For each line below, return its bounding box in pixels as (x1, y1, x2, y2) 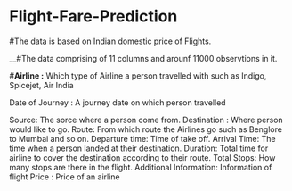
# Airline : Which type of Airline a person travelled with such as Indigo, (9, 70, 267, 81)
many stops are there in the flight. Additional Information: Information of (9, 162, 272, 172)
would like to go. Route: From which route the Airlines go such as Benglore (9, 123, 283, 135)
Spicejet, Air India (9, 79, 74, 90)
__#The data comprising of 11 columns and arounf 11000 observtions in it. (9, 53, 278, 63)
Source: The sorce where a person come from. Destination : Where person (9, 114, 283, 125)
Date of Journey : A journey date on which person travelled (9, 96, 226, 108)
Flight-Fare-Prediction (9, 6, 178, 27)
